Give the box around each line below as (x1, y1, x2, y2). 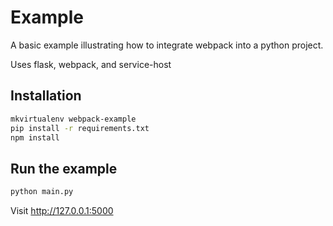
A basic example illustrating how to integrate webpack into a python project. (10, 39, 324, 51)
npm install (10, 132, 60, 143)
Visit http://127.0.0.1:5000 (10, 205, 114, 217)
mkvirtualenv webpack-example (10, 114, 137, 124)
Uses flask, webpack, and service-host (10, 58, 172, 70)
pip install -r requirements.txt (10, 123, 150, 133)
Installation (10, 87, 82, 105)
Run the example (10, 160, 118, 177)
